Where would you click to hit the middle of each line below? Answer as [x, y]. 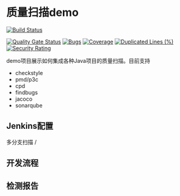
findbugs [27, 92]
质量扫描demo [43, 13]
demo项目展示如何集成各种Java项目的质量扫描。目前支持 [78, 60]
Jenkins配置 [30, 126]
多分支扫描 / [21, 142]
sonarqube [29, 105]
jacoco [23, 99]
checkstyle [29, 73]
